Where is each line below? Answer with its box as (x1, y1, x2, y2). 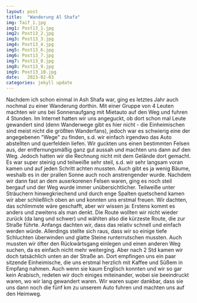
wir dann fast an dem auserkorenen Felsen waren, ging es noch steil (6, 177, 172, 185)
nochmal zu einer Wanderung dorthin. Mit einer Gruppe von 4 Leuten (6, 103, 174, 109)
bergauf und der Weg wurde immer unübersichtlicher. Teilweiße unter (6, 184, 175, 190)
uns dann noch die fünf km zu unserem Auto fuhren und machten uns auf (6, 284, 185, 291)
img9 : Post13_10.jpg (6, 69, 57, 75)
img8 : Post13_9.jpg (6, 63, 54, 70)
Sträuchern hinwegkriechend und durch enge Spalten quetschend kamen (6, 190, 185, 197)
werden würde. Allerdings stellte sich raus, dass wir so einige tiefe (6, 228, 167, 235)
